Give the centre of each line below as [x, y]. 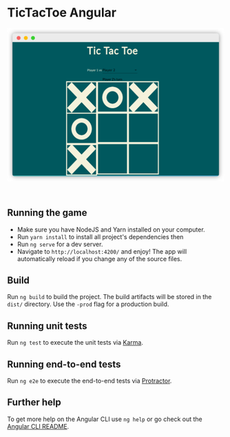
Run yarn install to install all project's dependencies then [100, 236]
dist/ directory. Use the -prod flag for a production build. [88, 304]
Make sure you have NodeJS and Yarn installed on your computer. [111, 230]
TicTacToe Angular [62, 13]
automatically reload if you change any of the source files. [100, 258]
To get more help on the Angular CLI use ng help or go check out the [105, 419]
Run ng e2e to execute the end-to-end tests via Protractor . [90, 381]
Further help [34, 402]
